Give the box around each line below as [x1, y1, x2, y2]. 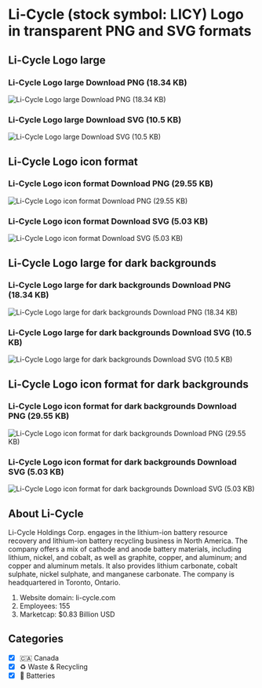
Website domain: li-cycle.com [19, 592, 116, 602]
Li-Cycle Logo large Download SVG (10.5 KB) [8, 114, 182, 125]
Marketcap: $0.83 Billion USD [19, 610, 115, 619]
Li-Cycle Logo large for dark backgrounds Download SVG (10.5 [8, 327, 253, 338]
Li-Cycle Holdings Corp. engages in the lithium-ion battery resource [8, 527, 228, 537]
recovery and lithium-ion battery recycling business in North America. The [8, 536, 249, 545]
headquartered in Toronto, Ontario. [8, 577, 121, 587]
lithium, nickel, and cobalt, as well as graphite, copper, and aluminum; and [8, 552, 247, 562]
